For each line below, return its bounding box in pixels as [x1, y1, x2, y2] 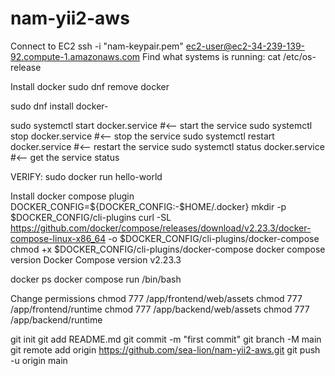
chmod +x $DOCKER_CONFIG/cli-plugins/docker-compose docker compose [10, 243, 326, 255]
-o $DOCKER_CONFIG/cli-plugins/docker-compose [108, 232, 320, 244]
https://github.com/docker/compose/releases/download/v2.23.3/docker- [10, 222, 312, 234]
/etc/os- [282, 50, 317, 62]
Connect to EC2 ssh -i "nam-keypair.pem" [10, 40, 184, 52]
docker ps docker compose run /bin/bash [10, 273, 182, 285]
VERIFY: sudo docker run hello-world [10, 170, 163, 182]
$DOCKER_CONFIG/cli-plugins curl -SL [10, 211, 172, 223]
